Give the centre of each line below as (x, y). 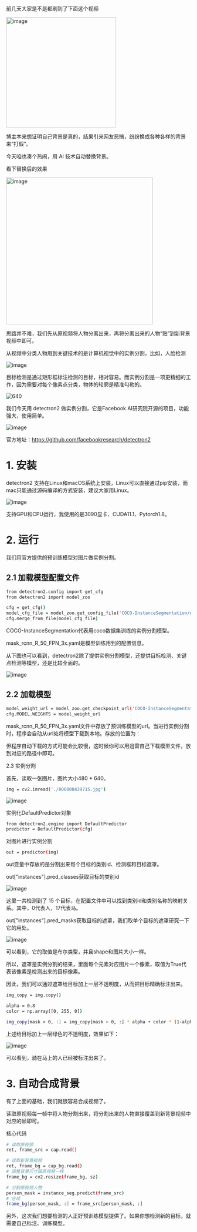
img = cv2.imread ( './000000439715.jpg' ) (56, 789)
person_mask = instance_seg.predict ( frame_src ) (65, 1193)
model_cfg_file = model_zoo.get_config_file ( (62, 613)
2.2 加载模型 (29, 694)
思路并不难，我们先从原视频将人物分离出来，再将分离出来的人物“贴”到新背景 (98, 333)
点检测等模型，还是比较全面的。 (45, 663)
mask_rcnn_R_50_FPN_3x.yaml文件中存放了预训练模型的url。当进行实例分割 (98, 726)
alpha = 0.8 (21, 1006)
